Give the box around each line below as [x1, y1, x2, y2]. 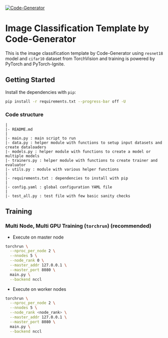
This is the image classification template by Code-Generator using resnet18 [5, 50, 163, 56]
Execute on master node [12, 234, 64, 240]
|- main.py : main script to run [5, 136, 76, 141]
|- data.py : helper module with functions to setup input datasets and [5, 140, 162, 145]
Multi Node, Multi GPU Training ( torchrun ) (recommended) [5, 222, 152, 229]
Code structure [5, 111, 44, 118]
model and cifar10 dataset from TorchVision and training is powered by [5, 55, 155, 61]
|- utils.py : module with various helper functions [5, 166, 119, 172]
